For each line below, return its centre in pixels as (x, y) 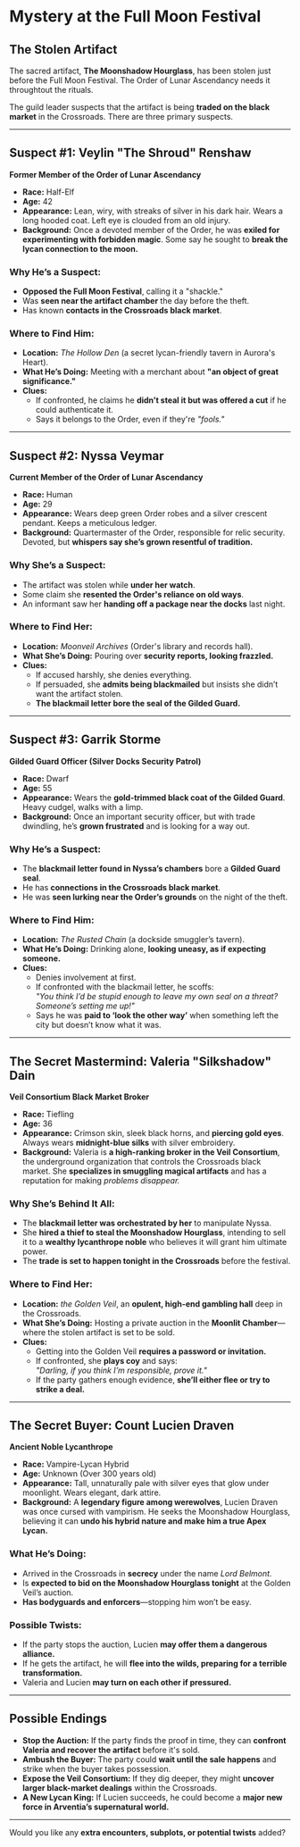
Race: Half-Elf (48, 192)
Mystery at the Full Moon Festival (135, 17)
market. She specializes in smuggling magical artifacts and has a (144, 1171)
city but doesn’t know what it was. (99, 1025)
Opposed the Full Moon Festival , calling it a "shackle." (122, 291)
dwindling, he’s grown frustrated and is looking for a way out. (136, 826)
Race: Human (47, 495)
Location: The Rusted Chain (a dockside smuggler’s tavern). (133, 940)
